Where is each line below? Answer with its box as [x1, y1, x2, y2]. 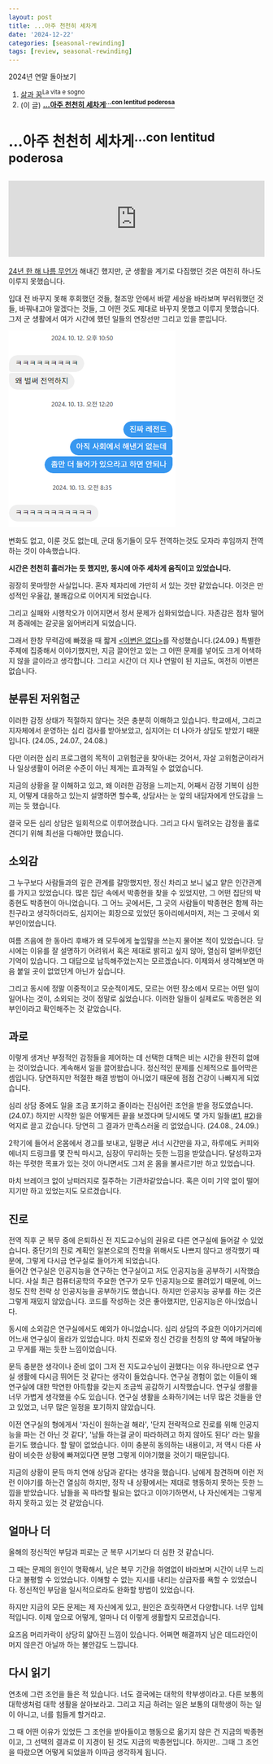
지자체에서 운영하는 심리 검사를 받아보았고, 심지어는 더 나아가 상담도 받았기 [8, 725, 245, 735]
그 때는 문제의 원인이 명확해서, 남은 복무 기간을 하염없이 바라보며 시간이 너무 [8, 1565, 249, 1574]
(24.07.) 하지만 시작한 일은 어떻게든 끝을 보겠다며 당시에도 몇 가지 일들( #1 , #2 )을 [8, 1111, 262, 1121]
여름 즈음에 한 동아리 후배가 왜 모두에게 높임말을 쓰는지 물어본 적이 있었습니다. [8, 935, 256, 945]
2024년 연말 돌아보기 [8, 72, 76, 81]
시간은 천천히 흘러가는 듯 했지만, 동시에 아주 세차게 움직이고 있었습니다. [8, 563, 232, 573]
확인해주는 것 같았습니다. [43, 1004, 122, 1013]
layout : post [8, 13, 53, 21]
